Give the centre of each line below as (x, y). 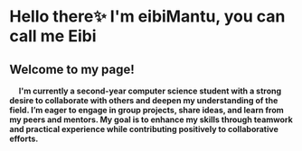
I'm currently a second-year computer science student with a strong (150, 91)
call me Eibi (53, 36)
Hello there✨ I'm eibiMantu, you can (147, 17)
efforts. (24, 138)
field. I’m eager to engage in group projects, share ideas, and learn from (147, 110)
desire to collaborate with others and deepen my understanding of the (144, 100)
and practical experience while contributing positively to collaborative (144, 129)
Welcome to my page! (72, 69)
